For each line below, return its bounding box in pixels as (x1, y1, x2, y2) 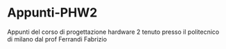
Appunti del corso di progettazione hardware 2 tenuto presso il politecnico (7, 28, 220, 36)
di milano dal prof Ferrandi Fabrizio (7, 35, 107, 43)
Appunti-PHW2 (7, 5, 98, 21)
